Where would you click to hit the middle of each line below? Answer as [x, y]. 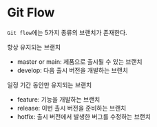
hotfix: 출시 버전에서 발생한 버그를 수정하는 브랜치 [84, 116]
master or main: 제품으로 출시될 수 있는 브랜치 [80, 61]
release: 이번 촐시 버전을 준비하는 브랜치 [72, 108]
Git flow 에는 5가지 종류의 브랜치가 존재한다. [67, 32]
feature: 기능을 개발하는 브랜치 [59, 99]
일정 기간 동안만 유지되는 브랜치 [50, 84]
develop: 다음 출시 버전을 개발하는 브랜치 [73, 70]
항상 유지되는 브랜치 [34, 47]
